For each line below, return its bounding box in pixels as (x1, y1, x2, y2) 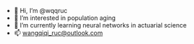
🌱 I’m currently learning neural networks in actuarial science (13, 21, 187, 29)
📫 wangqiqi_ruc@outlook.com (13, 29, 103, 37)
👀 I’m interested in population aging (13, 14, 117, 22)
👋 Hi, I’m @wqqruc (13, 7, 68, 14)
